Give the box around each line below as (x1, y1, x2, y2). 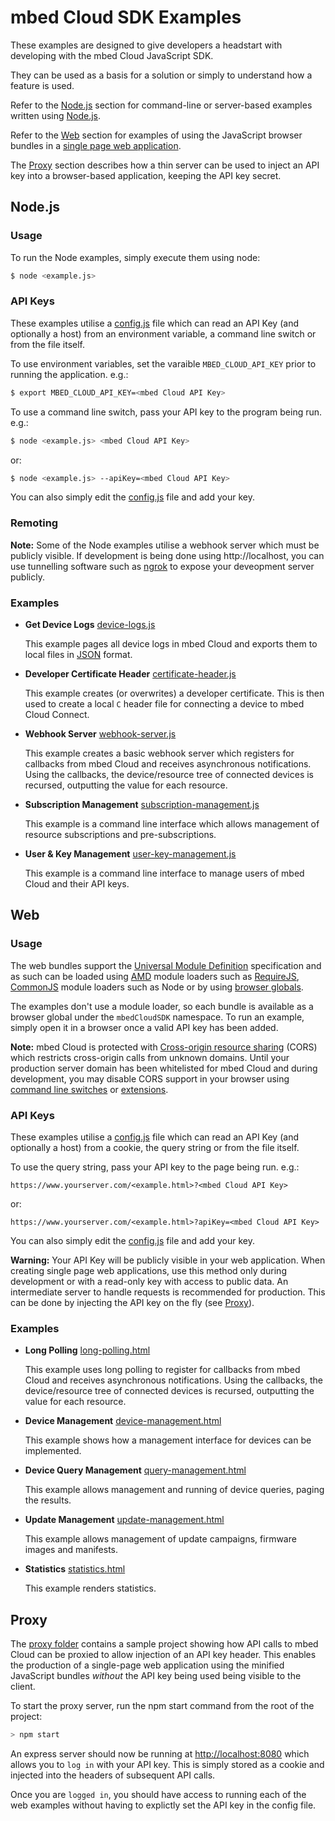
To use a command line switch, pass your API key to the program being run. (10, 406, 323, 418)
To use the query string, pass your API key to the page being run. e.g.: (10, 1161, 300, 1173)
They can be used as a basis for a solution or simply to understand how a (10, 69, 313, 81)
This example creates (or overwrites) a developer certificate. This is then (24, 687, 325, 700)
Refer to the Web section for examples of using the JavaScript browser (10, 129, 303, 141)
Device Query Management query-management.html (24, 1464, 247, 1476)
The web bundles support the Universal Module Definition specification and (10, 959, 322, 971)
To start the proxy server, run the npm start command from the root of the (10, 1700, 315, 1712)
